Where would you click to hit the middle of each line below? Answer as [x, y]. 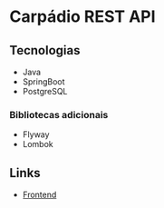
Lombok [38, 144]
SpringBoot [43, 82]
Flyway [36, 134]
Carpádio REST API [82, 17]
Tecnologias [45, 50]
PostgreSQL [45, 91]
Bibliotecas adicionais [59, 114]
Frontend [39, 195]
